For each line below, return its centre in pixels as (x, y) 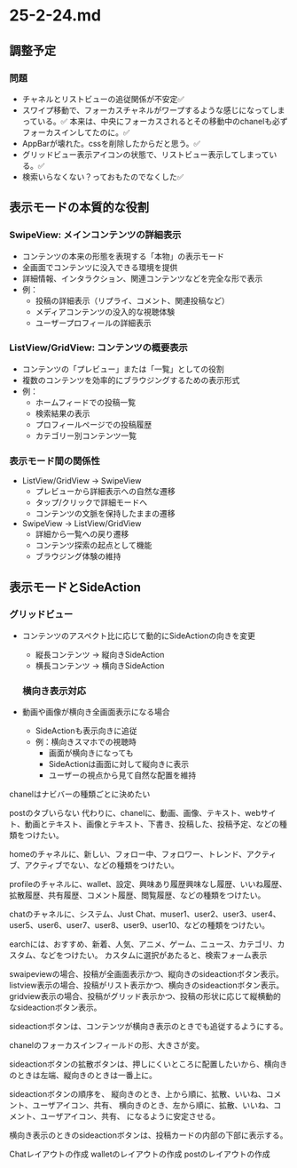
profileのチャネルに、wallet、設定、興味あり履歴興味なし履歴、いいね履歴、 (148, 884)
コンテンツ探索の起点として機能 (94, 545)
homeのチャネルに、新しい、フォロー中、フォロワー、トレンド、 (128, 854)
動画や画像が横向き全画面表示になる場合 (96, 712)
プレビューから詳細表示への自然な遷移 (105, 492)
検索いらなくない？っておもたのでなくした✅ (103, 176)
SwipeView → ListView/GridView (82, 524)
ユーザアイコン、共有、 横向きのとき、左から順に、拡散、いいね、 (153, 1105)
